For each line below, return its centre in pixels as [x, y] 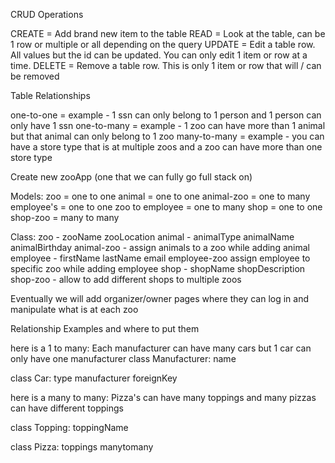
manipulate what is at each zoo [74, 309]
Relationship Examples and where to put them [105, 328]
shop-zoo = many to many [65, 217]
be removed [35, 76]
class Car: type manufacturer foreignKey [94, 378]
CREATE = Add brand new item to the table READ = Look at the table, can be [168, 33]
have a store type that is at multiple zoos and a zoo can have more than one [166, 147]
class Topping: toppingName [69, 427]
